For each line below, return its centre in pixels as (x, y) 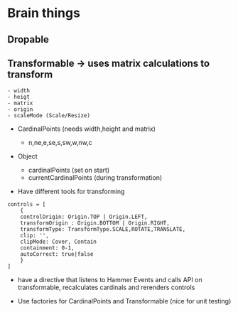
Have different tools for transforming (71, 192)
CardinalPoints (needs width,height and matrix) (87, 129)
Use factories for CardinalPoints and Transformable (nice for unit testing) (124, 301)
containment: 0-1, (47, 248)
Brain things (44, 13)
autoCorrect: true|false (57, 254)
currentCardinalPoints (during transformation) (95, 178)
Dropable (28, 39)
